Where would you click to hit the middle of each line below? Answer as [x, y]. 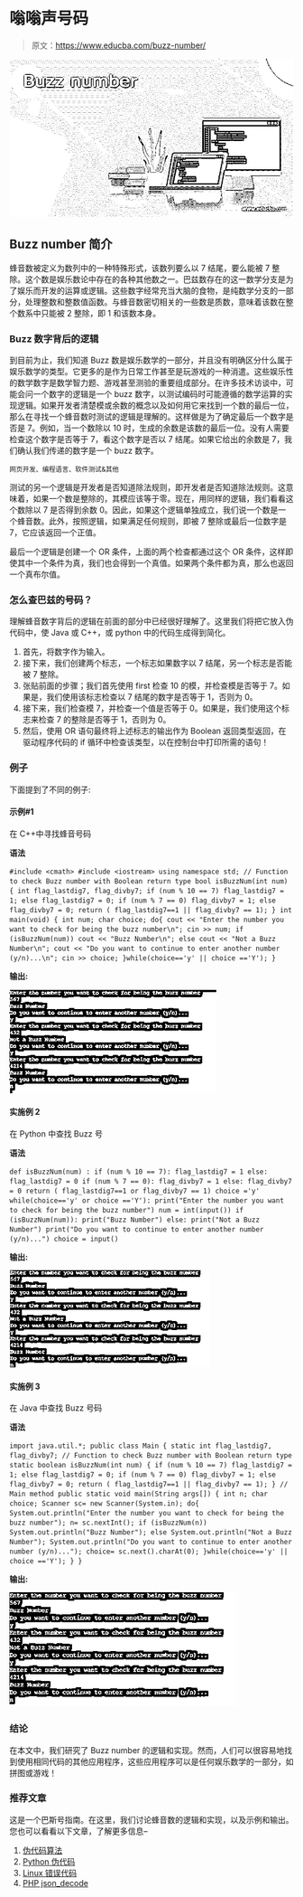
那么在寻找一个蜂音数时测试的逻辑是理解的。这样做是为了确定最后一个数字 [147, 417]
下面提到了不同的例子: [50, 789]
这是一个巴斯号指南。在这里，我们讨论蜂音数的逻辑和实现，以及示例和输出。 [151, 1819]
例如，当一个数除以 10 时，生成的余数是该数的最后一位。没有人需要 [165, 428]
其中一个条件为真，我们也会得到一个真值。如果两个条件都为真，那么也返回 [155, 563]
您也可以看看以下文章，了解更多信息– [78, 1831]
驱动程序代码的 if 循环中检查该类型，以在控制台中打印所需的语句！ [146, 742]
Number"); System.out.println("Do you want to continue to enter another [151, 1543]
